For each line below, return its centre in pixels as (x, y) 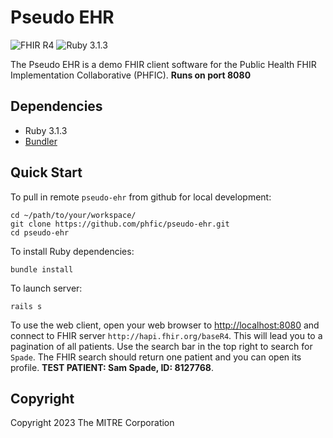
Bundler (41, 141)
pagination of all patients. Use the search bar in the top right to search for (161, 346)
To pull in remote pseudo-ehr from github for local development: (141, 197)
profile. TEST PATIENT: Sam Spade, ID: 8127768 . (112, 367)
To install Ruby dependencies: (72, 251)
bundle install (42, 269)
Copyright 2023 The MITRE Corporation (92, 423)
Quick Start (46, 172)
